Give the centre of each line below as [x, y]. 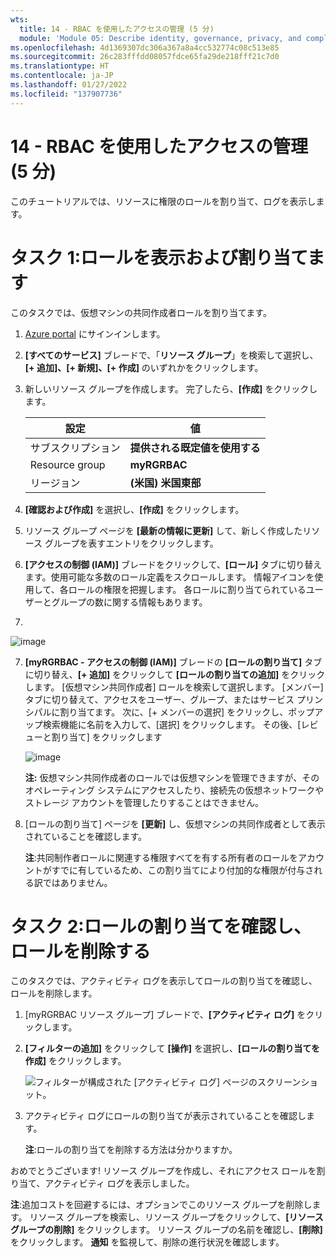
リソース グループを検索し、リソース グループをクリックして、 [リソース [176, 1217]
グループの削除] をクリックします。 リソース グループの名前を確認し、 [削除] [166, 1230]
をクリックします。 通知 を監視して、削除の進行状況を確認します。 [147, 1242]
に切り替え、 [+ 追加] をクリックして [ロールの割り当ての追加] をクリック [175, 674]
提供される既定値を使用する [195, 448]
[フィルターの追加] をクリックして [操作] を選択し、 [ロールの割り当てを [172, 1048]
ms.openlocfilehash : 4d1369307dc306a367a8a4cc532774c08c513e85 [145, 47]
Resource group [67, 464]
